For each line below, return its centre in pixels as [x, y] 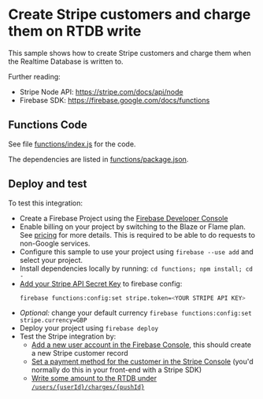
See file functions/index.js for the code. [72, 144]
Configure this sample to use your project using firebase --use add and [136, 251]
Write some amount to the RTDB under [94, 379]
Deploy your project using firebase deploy [89, 328]
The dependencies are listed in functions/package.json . [98, 159]
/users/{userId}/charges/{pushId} [88, 387]
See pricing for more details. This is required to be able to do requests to [137, 235]
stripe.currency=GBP [53, 320]
